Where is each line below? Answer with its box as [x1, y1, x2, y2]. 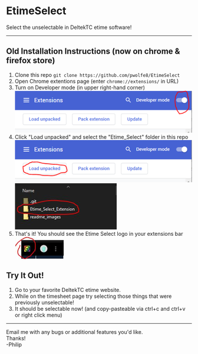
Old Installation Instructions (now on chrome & [6, 46, 180, 57]
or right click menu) [14, 311, 63, 319]
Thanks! [6, 334, 26, 342]
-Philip [6, 341, 22, 348]
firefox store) [6, 56, 55, 66]
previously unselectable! [14, 298, 75, 306]
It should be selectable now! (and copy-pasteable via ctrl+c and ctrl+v [14, 305, 186, 312]
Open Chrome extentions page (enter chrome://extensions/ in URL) [14, 77, 179, 85]
